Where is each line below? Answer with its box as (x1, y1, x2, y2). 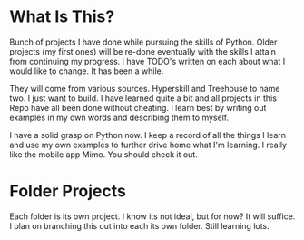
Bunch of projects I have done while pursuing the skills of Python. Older (9, 36, 278, 47)
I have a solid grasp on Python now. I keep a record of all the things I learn (9, 129, 287, 140)
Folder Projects (9, 181, 127, 202)
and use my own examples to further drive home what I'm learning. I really (9, 139, 288, 150)
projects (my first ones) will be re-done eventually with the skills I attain (9, 45, 277, 56)
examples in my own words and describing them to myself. (9, 112, 230, 123)
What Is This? (9, 6, 115, 27)
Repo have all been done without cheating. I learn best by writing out (9, 102, 267, 113)
